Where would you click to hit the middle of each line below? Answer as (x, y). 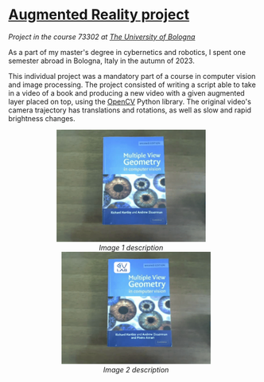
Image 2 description (136, 369)
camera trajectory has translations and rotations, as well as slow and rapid (130, 110)
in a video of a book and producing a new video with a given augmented (126, 93)
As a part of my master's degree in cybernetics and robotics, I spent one (127, 52)
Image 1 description (131, 247)
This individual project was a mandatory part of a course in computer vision (132, 76)
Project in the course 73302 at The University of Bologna (102, 37)
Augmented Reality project (99, 15)
